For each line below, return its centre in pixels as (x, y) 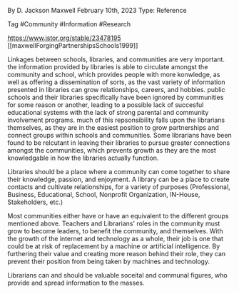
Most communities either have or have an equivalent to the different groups (118, 216)
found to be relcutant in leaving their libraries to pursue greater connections (119, 143)
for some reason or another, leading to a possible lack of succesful (106, 105)
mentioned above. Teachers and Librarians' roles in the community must (114, 223)
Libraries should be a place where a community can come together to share (119, 172)
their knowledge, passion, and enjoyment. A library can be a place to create (118, 179)
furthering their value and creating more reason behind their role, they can (117, 254)
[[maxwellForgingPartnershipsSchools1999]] (73, 45)
